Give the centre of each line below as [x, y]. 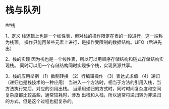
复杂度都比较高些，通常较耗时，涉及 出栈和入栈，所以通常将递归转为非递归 [83, 95]
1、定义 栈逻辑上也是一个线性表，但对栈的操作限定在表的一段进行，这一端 [82, 36]
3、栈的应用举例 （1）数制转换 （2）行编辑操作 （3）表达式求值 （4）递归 [83, 76]
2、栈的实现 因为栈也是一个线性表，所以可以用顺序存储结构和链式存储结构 [82, 59]
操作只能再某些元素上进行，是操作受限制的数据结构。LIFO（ [86, 42]
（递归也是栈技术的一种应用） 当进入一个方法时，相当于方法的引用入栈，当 [83, 82]
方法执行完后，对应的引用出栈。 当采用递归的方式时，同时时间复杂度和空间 [83, 88]
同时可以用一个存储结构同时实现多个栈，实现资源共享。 [77, 65]
